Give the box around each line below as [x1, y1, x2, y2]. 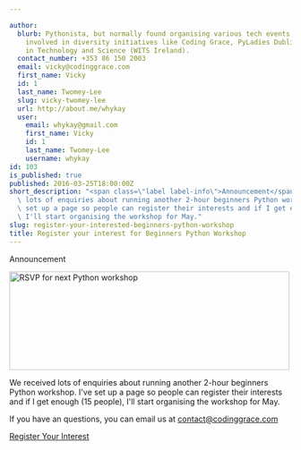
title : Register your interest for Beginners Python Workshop [9, 229, 246, 238]
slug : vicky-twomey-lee [17, 96, 106, 105]
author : [9, 21, 39, 30]
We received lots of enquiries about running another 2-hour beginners [9, 377, 269, 387]
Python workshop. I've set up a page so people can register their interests [9, 386, 283, 397]
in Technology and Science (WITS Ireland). [25, 46, 191, 55]
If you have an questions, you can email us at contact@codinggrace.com [9, 413, 279, 424]
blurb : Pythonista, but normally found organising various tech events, [17, 29, 295, 38]
